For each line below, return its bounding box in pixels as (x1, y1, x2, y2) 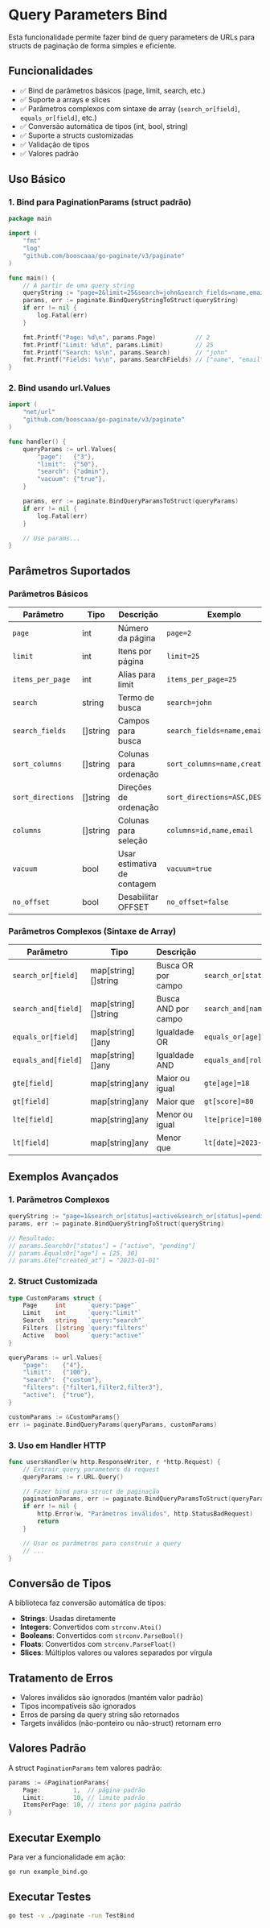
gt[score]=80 (203, 1097, 254, 1106)
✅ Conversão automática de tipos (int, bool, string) (19, 121, 189, 131)
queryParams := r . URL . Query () (22, 1473, 125, 1481)
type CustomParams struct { (8, 1294, 103, 1302)
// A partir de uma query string (22, 281, 135, 289)
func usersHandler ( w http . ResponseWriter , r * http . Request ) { (8, 1457, 221, 1466)
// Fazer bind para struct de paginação (22, 1487, 160, 1495)
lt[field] (12, 1138, 50, 1147)
